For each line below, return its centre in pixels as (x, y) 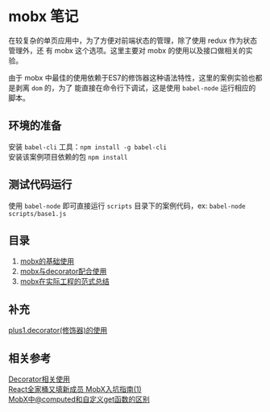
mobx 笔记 (44, 17)
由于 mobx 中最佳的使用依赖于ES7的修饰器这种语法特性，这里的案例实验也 (132, 77)
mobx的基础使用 (47, 261)
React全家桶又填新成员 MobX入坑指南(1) (75, 389)
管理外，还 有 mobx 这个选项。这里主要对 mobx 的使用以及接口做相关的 (127, 50)
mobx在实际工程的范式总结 (65, 281)
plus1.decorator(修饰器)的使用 (58, 331)
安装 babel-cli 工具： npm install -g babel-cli (88, 147)
